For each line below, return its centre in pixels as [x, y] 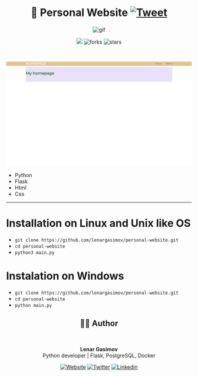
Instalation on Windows [65, 276]
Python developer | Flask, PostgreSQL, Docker [99, 355]
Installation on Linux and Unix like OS [98, 223]
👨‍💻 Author [99, 324]
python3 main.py [34, 253]
